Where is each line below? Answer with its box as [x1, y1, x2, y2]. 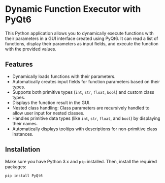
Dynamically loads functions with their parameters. [12, 73, 116, 79]
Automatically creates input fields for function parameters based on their [12, 78, 160, 84]
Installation [5, 146, 40, 154]
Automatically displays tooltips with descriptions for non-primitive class [12, 126, 158, 132]
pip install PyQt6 [5, 173, 43, 178]
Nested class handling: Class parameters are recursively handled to [12, 105, 150, 110]
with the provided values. [5, 46, 57, 52]
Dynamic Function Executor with [5, 3, 141, 15]
